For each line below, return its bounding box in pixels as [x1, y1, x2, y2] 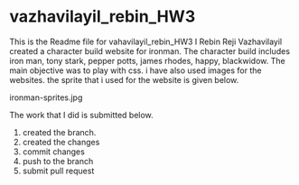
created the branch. [22, 126, 97, 137]
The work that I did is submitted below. [9, 109, 154, 120]
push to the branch [22, 155, 94, 166]
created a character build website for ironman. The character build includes [9, 45, 291, 56]
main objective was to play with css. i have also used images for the [9, 65, 262, 76]
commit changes [22, 146, 86, 157]
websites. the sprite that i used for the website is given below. [9, 74, 239, 85]
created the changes [22, 136, 100, 147]
